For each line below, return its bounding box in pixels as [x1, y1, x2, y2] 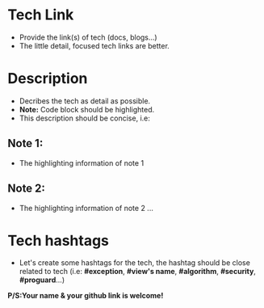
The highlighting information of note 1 [19, 158, 145, 167]
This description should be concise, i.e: [19, 113, 151, 123]
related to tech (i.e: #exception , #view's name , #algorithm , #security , [19, 267, 256, 276]
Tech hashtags [7, 231, 110, 250]
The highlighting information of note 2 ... [19, 203, 154, 213]
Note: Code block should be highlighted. [19, 104, 155, 114]
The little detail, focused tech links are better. [19, 40, 170, 50]
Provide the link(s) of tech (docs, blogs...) [19, 32, 158, 42]
